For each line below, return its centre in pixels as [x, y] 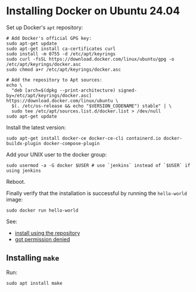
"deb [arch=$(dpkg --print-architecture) [64, 90]
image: [15, 199]
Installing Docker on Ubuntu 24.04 [93, 11]
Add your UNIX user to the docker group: [57, 154]
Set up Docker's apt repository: [45, 27]
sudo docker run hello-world [42, 210]
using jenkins [24, 171]
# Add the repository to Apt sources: [54, 80]
